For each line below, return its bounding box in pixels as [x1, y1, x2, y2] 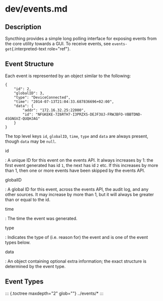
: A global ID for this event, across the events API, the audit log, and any [5, 186, 149, 192]
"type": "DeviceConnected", [14, 95, 71, 100]
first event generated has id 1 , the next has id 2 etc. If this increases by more [5, 162, 158, 168]
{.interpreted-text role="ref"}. [11, 46, 71, 51]
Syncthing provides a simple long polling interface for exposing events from [5, 35, 157, 41]
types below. [5, 239, 31, 245]
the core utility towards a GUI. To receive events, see [5, 41, 111, 47]
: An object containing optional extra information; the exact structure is [5, 258, 147, 264]
